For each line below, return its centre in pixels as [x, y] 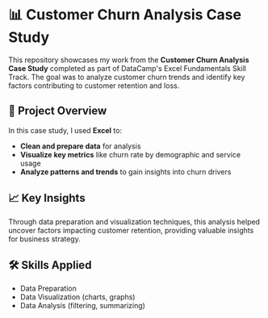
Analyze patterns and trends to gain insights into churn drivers [126, 172]
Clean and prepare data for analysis [80, 146]
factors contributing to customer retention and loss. [94, 86]
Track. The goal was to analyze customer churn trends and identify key [127, 77]
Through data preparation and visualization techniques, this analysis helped [134, 221]
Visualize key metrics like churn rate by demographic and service [130, 154]
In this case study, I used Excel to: [65, 130]
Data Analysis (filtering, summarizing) [82, 306]
